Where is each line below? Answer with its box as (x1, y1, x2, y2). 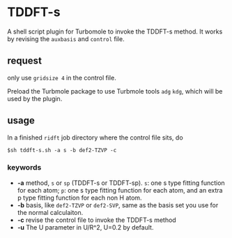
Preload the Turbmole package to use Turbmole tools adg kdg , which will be (7, 87, 223, 95)
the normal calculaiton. (17, 208, 84, 216)
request (7, 55, 42, 67)
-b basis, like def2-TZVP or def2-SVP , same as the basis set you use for (17, 200, 219, 209)
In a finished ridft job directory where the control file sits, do (7, 133, 183, 142)
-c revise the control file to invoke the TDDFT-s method (17, 216, 176, 224)
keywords (7, 163, 42, 172)
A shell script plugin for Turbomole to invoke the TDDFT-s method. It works (7, 27, 223, 36)
